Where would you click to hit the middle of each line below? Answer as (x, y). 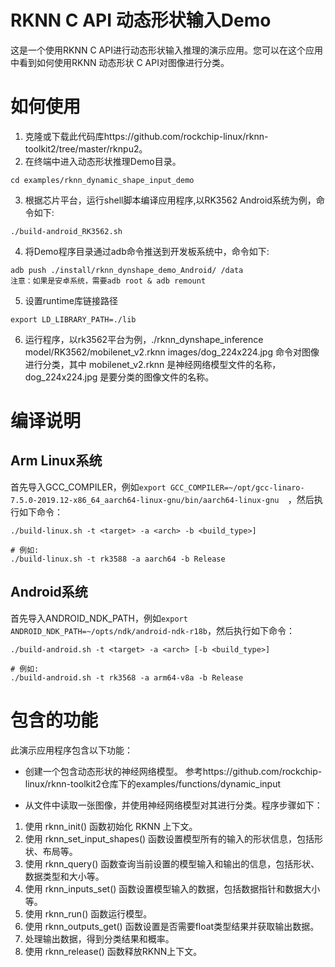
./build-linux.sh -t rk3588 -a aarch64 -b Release (118, 559)
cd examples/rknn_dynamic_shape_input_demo (102, 180)
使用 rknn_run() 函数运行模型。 (88, 913)
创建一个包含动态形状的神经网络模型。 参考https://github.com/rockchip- (173, 771)
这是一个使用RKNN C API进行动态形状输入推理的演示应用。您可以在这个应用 (166, 50)
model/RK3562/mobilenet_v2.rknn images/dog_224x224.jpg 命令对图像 (172, 352)
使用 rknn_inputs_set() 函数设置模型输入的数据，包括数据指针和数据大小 (172, 888)
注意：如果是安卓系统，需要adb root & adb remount (108, 281)
